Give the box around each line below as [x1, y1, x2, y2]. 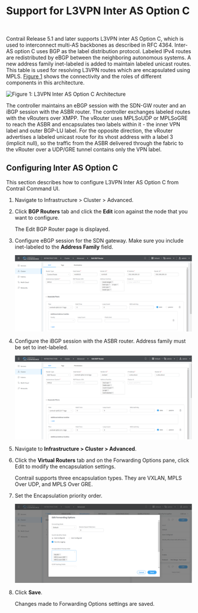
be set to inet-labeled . [14, 344, 69, 351]
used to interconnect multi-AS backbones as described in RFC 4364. [6, 41, 174, 48]
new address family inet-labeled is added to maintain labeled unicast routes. [6, 60, 192, 67]
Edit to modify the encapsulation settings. [14, 463, 116, 470]
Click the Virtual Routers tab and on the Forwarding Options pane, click [14, 457, 190, 464]
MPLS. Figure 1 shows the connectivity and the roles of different [6, 73, 162, 80]
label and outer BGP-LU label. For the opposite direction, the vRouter [6, 127, 173, 134]
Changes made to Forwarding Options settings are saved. [14, 601, 155, 608]
